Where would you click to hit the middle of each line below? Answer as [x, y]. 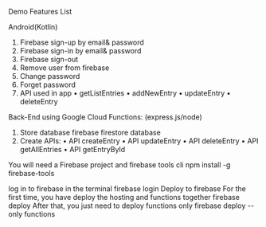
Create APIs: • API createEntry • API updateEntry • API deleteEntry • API [139, 141]
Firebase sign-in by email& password [80, 51]
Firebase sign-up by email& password [82, 42]
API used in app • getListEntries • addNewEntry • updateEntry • [125, 93]
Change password [50, 76]
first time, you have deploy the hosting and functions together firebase [124, 197]
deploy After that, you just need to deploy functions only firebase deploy [127, 205]
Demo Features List [40, 12]
